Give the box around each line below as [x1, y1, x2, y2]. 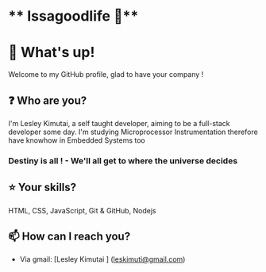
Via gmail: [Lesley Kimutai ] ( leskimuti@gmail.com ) [19, 255, 186, 264]
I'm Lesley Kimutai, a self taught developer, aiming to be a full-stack [8, 118, 230, 128]
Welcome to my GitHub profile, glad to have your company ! [8, 70, 204, 79]
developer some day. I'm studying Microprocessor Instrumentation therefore [8, 127, 258, 136]
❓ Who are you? [8, 94, 87, 107]
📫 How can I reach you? [8, 230, 131, 243]
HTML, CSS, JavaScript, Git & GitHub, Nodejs [8, 205, 156, 215]
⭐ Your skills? [8, 181, 77, 194]
